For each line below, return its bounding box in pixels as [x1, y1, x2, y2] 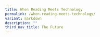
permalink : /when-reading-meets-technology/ [5, 12, 96, 16]
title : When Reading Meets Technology [5, 7, 83, 12]
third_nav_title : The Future [5, 25, 63, 30]
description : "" [5, 20, 37, 25]
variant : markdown [5, 16, 42, 21]
